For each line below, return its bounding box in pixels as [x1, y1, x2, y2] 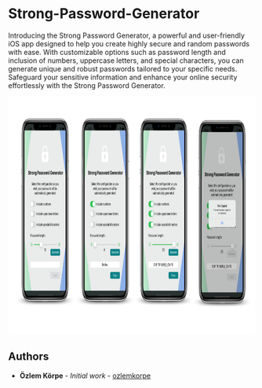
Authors [8, 350, 49, 364]
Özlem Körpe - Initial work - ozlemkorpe [19, 371, 151, 380]
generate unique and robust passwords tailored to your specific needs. [8, 64, 238, 73]
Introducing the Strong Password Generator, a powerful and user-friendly [8, 31, 246, 40]
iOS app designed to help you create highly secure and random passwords [8, 38, 249, 48]
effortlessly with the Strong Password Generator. [8, 80, 166, 90]
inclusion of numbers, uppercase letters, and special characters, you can [8, 56, 245, 65]
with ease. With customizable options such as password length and [8, 47, 226, 57]
